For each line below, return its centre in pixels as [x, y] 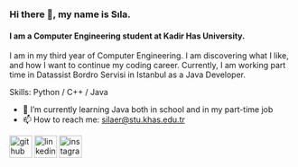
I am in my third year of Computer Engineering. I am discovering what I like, [149, 56]
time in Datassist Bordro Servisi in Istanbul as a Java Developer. [128, 75]
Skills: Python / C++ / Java [59, 92]
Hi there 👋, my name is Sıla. [70, 14]
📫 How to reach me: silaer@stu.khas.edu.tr [103, 119]
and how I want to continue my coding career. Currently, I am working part [148, 66]
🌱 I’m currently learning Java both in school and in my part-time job [148, 110]
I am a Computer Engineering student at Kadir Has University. [127, 36]
